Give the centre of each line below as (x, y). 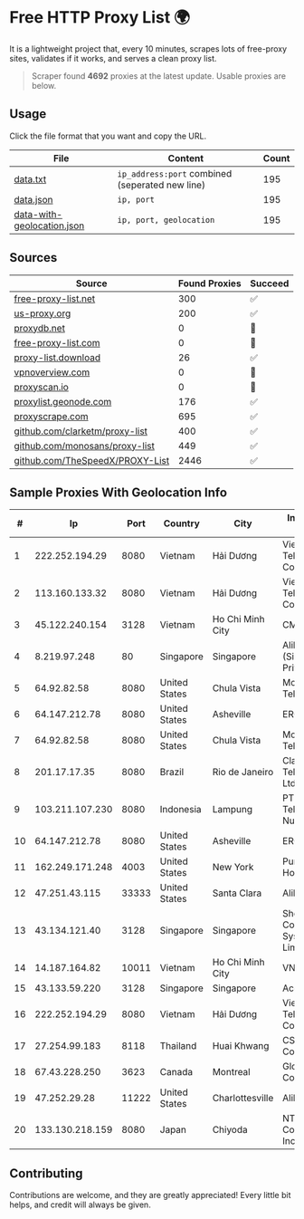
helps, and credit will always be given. (80, 1205)
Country (182, 523)
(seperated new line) (161, 185)
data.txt (30, 179)
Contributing (46, 1173)
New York (233, 868)
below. (44, 85)
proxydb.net (40, 328)
